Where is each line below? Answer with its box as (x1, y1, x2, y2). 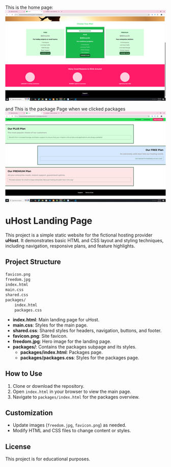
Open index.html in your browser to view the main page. (12, 388, 131, 394)
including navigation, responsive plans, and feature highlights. (5, 243, 135, 249)
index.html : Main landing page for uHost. (12, 316, 100, 322)
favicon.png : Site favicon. (12, 333, 68, 339)
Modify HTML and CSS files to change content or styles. (12, 428, 131, 434)
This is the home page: (5, 5, 53, 10)
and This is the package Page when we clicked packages (5, 106, 126, 112)
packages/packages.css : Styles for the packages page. (20, 355, 139, 361)
